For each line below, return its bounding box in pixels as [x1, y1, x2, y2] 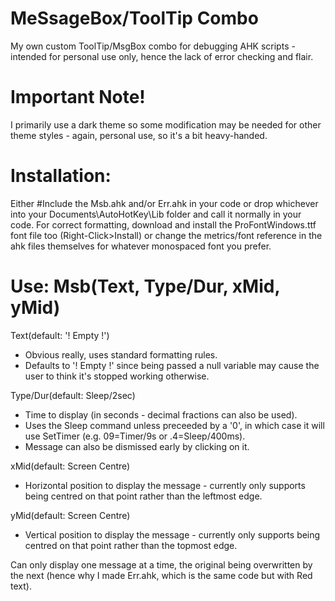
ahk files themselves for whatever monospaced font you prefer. [10, 240, 272, 252]
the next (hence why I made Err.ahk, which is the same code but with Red [10, 569, 313, 581]
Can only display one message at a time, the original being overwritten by [10, 558, 313, 571]
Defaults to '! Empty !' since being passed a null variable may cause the [24, 359, 320, 371]
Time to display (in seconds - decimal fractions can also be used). [24, 408, 298, 421]
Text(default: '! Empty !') [10, 329, 110, 341]
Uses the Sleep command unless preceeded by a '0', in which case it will [24, 419, 325, 431]
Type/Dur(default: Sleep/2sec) [10, 389, 136, 401]
